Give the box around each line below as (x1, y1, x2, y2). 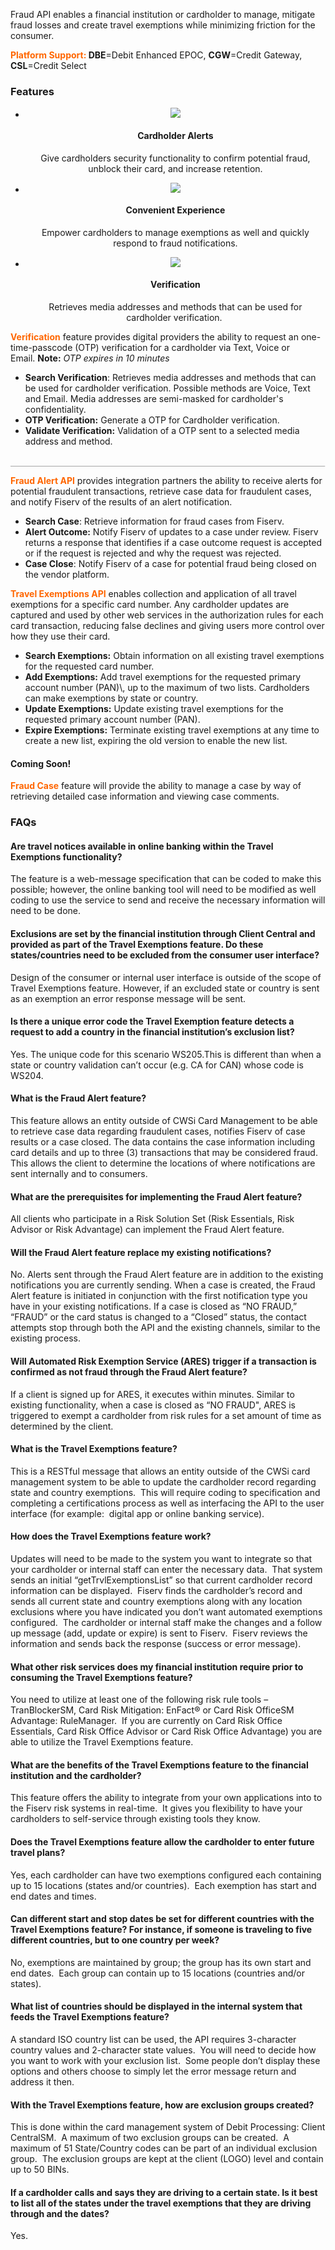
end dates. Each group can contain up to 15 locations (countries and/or (10, 1967, 305, 1979)
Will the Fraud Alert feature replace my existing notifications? (10, 1246, 272, 1258)
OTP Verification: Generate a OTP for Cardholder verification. (24, 414, 280, 426)
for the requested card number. (24, 660, 155, 673)
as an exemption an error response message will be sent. (10, 992, 247, 1004)
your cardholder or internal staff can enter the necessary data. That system (10, 1563, 323, 1575)
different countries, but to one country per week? (10, 1934, 220, 1946)
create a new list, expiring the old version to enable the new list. (24, 735, 288, 747)
